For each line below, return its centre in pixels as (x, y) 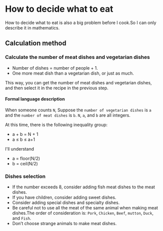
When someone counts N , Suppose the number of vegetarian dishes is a (78, 110)
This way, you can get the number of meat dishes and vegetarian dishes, (79, 82)
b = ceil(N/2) (25, 163)
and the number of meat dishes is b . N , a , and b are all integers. (68, 115)
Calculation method (36, 43)
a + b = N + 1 (25, 134)
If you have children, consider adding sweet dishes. (64, 198)
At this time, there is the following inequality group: (56, 125)
